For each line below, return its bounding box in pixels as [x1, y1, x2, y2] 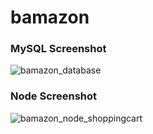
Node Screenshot [10, 89, 98, 103]
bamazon [10, 6, 90, 29]
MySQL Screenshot [10, 42, 107, 56]
